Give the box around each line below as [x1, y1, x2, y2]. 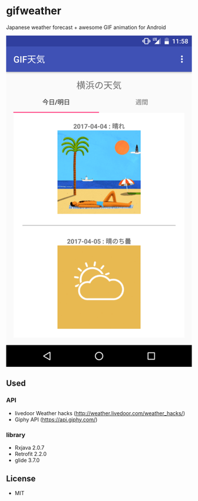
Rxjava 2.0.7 [14, 444, 45, 451]
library [6, 431, 25, 439]
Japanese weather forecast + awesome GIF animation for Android [6, 24, 166, 31]
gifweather [6, 4, 62, 18]
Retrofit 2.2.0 [14, 450, 47, 457]
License [6, 474, 36, 484]
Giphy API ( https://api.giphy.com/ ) [14, 416, 98, 423]
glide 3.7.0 [14, 457, 40, 464]
